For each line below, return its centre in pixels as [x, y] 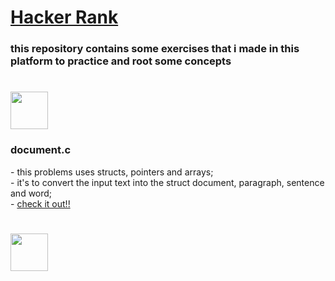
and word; [31, 193]
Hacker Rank [64, 17]
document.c [41, 150]
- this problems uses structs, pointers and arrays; [112, 172]
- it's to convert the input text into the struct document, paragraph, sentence [167, 182]
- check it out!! [40, 203]
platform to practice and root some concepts [121, 61]
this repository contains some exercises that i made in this [155, 49]
